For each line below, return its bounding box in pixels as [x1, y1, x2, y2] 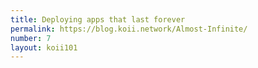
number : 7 [10, 33, 52, 43]
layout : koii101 [10, 42, 78, 53]
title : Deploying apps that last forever [10, 14, 186, 25]
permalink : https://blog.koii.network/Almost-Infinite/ [10, 24, 248, 34]
